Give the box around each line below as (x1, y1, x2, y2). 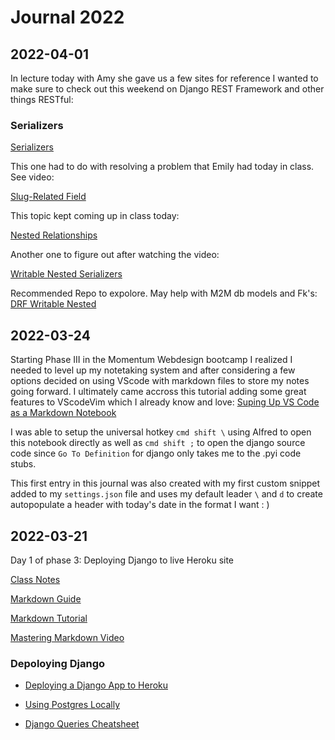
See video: (10, 171, 55, 183)
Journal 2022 (10, 6, 125, 29)
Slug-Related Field (10, 191, 87, 203)
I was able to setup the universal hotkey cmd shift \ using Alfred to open (10, 426, 312, 438)
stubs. (10, 458, 37, 470)
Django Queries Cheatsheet (24, 718, 140, 730)
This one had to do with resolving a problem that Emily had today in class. (10, 161, 315, 173)
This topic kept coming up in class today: (10, 210, 180, 222)
